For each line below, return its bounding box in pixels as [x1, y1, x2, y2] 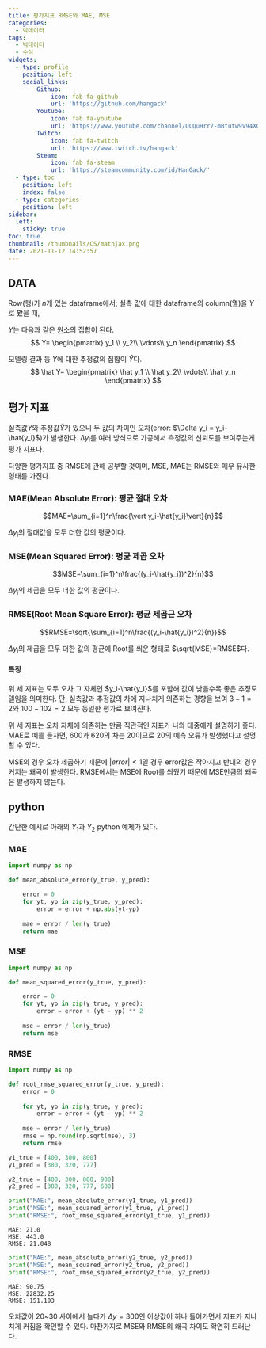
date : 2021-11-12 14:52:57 [8, 247, 97, 255]
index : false [22, 188, 66, 196]
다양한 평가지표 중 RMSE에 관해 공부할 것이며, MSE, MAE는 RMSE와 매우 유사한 [8, 461, 256, 471]
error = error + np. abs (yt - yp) [36, 904, 140, 913]
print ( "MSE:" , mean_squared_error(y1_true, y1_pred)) [8, 1205, 190, 1213]
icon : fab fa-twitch [50, 136, 119, 145]
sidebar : [8, 211, 37, 219]
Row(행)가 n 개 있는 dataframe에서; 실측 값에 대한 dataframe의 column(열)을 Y [8, 299, 255, 308]
